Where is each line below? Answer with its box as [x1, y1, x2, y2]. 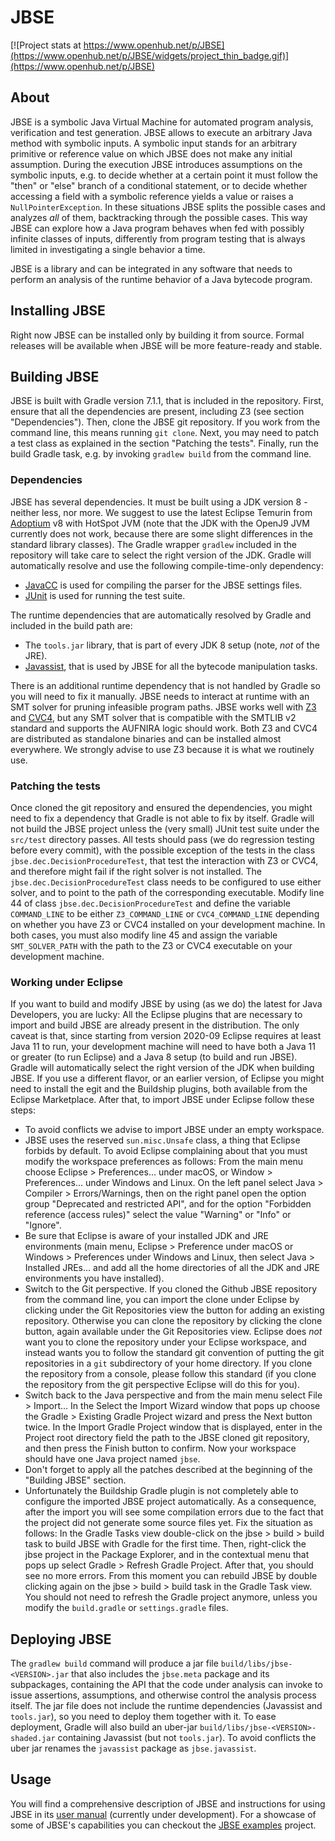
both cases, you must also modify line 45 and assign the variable [10, 929, 278, 941]
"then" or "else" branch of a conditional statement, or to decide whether [10, 179, 308, 191]
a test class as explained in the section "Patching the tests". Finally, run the [10, 437, 319, 450]
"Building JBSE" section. [24, 1474, 127, 1486]
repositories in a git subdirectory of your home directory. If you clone [24, 1357, 313, 1370]
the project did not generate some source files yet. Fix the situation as [24, 1517, 313, 1529]
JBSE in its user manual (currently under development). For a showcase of [10, 1808, 317, 1820]
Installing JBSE [10, 302, 106, 320]
